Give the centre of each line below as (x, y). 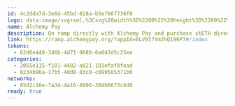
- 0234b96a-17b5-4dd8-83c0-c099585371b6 (73, 72)
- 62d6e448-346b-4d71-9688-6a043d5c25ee (73, 53)
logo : (15, 20)
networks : (22, 78)
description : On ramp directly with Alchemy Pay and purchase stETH (109, 33)
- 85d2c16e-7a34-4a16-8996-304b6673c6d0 (73, 85)
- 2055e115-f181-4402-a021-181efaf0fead (73, 66)
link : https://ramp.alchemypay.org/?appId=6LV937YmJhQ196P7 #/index (108, 40)
